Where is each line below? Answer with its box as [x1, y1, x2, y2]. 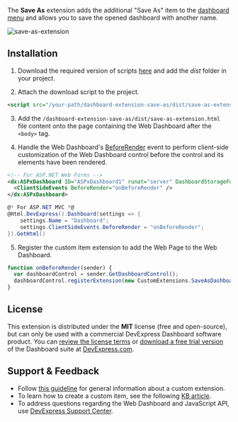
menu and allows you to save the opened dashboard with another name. [7, 13, 218, 22]
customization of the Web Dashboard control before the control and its [17, 150, 225, 158]
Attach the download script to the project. [17, 88, 140, 96]
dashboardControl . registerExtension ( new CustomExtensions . [13, 277, 192, 285]
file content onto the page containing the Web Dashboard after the [17, 122, 212, 130]
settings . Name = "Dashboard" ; [20, 217, 110, 224]
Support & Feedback [7, 365, 100, 377]
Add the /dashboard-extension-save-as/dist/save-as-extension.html [17, 114, 221, 122]
